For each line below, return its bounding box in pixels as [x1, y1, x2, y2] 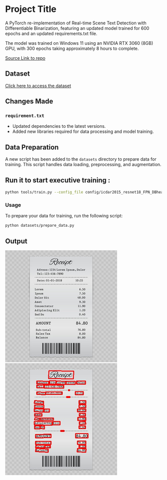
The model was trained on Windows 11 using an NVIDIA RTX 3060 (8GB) [5, 40, 154, 46]
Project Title [5, 3, 57, 15]
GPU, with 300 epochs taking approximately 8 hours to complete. [5, 45, 139, 51]
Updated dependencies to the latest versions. [12, 123, 106, 129]
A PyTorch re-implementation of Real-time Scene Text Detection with [5, 20, 147, 26]
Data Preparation [5, 143, 59, 151]
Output [5, 237, 27, 245]
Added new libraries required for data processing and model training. [12, 128, 154, 135]
